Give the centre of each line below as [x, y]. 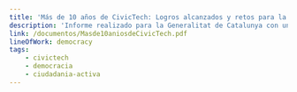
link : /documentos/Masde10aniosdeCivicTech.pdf [99, 33]
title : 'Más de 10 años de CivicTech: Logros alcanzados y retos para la [148, 17]
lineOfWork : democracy [51, 42]
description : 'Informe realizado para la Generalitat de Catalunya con [144, 25]
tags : [19, 50]
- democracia [49, 67]
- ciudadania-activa [63, 74]
